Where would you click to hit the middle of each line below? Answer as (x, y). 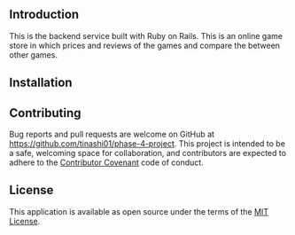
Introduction (44, 15)
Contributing (45, 113)
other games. (33, 55)
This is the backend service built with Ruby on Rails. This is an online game (146, 35)
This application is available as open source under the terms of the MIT (139, 211)
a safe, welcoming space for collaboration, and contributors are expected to (147, 153)
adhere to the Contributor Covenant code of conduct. (106, 162)
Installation (41, 83)
